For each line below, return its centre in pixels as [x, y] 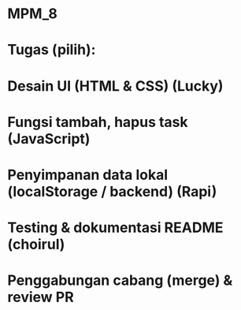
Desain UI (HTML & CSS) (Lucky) [115, 86]
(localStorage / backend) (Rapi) [112, 191]
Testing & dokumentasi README [115, 228]
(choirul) [36, 245]
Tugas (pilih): [52, 50]
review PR [41, 297]
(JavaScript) [49, 138]
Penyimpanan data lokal [88, 175]
